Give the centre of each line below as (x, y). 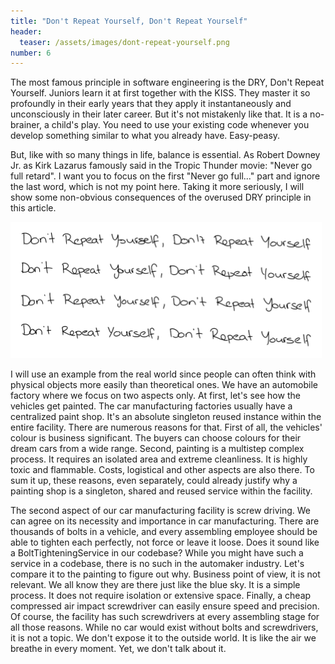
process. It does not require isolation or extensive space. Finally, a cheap (161, 596)
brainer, (26, 125)
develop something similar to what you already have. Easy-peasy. (145, 136)
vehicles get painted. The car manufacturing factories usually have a (151, 406)
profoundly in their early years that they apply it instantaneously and (151, 104)
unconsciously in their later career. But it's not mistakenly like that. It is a (159, 114)
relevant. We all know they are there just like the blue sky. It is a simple (155, 585)
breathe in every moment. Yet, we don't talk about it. (118, 649)
